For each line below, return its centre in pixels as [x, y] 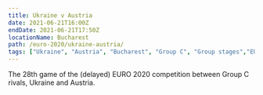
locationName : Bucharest [49, 37]
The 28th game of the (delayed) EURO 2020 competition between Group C [129, 74]
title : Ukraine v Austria [50, 15]
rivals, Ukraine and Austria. [52, 82]
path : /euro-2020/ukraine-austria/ [66, 45]
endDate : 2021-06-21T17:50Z [54, 30]
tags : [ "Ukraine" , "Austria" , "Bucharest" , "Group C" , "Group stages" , [127, 52]
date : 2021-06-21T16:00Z [49, 23]
